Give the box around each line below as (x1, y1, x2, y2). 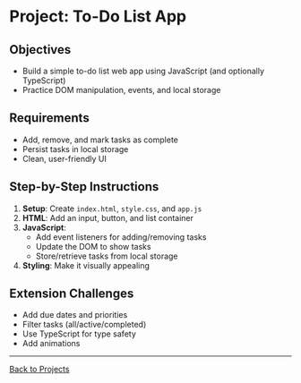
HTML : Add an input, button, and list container (21, 212, 194, 223)
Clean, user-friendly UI (21, 153, 107, 164)
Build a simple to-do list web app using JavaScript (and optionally (21, 65, 265, 76)
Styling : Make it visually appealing (21, 260, 150, 270)
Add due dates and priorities (21, 310, 128, 320)
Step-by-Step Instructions (9, 179, 159, 194)
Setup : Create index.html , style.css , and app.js (21, 203, 202, 214)
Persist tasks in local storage (21, 143, 129, 154)
